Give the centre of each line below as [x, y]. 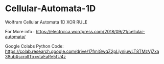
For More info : [20, 31]
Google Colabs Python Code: [34, 46]
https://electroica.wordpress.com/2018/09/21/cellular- [91, 31]
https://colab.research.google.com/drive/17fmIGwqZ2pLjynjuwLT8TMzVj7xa [82, 51]
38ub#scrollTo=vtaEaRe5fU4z [35, 56]
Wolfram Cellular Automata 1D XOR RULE [46, 22]
